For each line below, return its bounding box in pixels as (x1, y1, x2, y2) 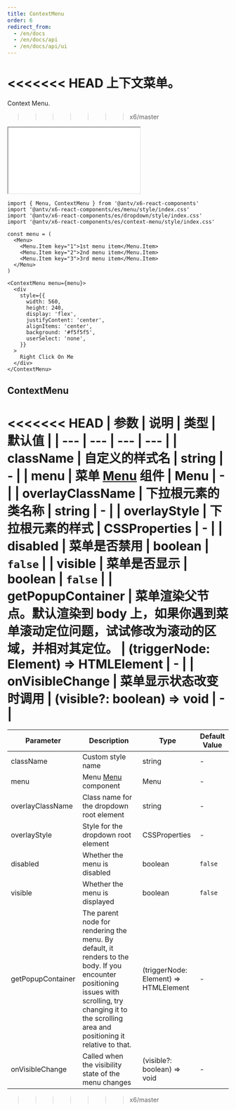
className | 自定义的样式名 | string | (7, 450, 224, 466)
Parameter (25, 736, 61, 746)
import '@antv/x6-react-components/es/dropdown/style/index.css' (7, 212, 202, 219)
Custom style (81, 752, 126, 762)
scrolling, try (81, 996, 124, 1006)
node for (81, 917, 111, 927)
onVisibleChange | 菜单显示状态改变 (7, 673, 219, 689)
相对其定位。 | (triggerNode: (44, 640, 211, 656)
